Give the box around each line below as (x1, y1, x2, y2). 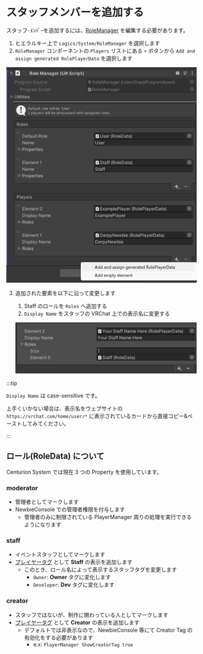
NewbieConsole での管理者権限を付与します (14, 506, 126, 513)
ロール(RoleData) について (6, 451, 105, 462)
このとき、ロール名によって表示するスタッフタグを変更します (24, 566, 177, 574)
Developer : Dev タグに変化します (33, 581, 115, 589)
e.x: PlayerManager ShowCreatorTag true (33, 641, 134, 648)
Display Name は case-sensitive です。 (6, 392, 101, 399)
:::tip (6, 379, 18, 387)
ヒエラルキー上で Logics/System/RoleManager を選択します (14, 39, 160, 47)
